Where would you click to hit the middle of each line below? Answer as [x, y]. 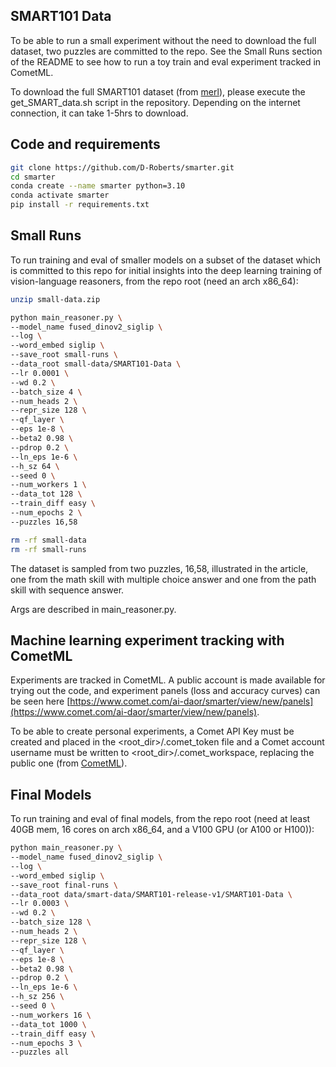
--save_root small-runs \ [64, 355]
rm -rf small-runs [48, 549]
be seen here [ [40, 701]
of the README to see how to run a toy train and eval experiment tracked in [166, 61]
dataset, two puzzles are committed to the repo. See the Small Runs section [166, 51]
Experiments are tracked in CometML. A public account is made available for [168, 680]
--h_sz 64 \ [35, 466]
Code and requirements [85, 144]
